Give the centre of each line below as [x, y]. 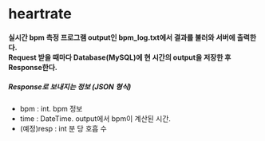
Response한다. [33, 67]
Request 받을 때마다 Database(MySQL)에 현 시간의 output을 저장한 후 [120, 57]
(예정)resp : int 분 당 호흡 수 [63, 128]
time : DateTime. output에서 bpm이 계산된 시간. [95, 118]
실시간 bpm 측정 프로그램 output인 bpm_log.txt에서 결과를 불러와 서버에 [122, 37]
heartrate [40, 14]
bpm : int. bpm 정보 [51, 108]
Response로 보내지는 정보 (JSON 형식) [70, 87]
